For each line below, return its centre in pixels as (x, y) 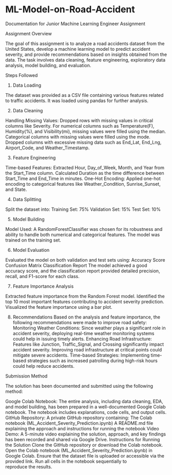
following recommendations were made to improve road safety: (80, 322)
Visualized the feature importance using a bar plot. (59, 307)
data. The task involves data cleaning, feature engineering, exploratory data (85, 60)
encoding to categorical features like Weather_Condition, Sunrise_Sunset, (83, 184)
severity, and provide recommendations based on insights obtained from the (86, 54)
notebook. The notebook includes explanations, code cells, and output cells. (86, 412)
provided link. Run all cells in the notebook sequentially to (66, 461)
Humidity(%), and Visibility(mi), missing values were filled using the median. (86, 131)
